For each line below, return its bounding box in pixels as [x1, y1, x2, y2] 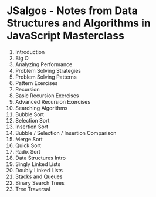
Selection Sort [15, 117, 50, 124]
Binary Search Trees [15, 179, 65, 186]
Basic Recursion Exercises [15, 92, 79, 99]
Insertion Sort [15, 123, 49, 130]
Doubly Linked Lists [15, 167, 63, 174]
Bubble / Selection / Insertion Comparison [15, 129, 117, 136]
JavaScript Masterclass [6, 29, 125, 42]
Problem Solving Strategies [15, 67, 82, 74]
